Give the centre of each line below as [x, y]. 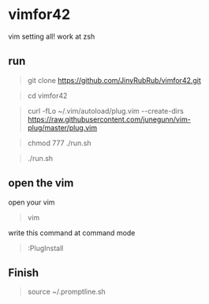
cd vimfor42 [47, 96]
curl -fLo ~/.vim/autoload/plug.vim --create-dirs [105, 111]
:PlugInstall [45, 248]
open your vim [32, 202]
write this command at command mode [72, 233]
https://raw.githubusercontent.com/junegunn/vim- [109, 119]
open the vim [41, 183]
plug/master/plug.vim [62, 127]
